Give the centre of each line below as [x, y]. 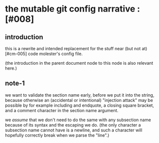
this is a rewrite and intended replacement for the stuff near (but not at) [76, 49]
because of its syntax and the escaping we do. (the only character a [73, 125]
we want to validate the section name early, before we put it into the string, [80, 95]
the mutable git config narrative [70, 9]
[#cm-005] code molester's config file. [44, 54]
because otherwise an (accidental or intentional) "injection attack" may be [79, 100]
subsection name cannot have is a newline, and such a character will [74, 130]
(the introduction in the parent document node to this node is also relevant [79, 63]
